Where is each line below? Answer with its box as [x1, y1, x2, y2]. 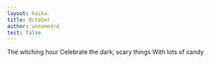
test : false [7, 29, 41, 36]
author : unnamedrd [7, 23, 60, 29]
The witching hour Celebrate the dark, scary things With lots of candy [7, 48, 204, 56]
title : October [7, 16, 51, 23]
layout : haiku [7, 10, 48, 17]
